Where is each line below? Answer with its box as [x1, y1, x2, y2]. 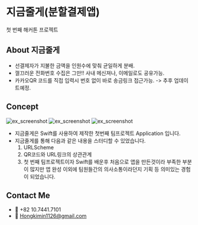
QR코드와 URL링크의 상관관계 [23, 150, 92, 157]
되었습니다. [30, 173, 56, 180]
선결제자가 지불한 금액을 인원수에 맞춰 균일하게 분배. [14, 62, 135, 69]
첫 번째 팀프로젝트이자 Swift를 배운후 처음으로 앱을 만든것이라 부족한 [23, 158, 181, 165]
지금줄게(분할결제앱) [6, 5, 100, 19]
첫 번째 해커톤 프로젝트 [6, 26, 59, 33]
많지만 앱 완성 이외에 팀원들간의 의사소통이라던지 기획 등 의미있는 [30, 165, 180, 172]
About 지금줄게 [6, 45, 60, 55]
